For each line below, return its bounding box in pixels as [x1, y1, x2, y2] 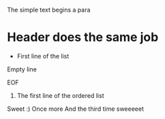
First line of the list [16, 52, 70, 60]
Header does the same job [7, 30, 159, 45]
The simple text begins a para [7, 6, 91, 14]
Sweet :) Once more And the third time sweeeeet [7, 105, 145, 113]
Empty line [7, 65, 37, 73]
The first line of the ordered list [16, 91, 104, 99]
